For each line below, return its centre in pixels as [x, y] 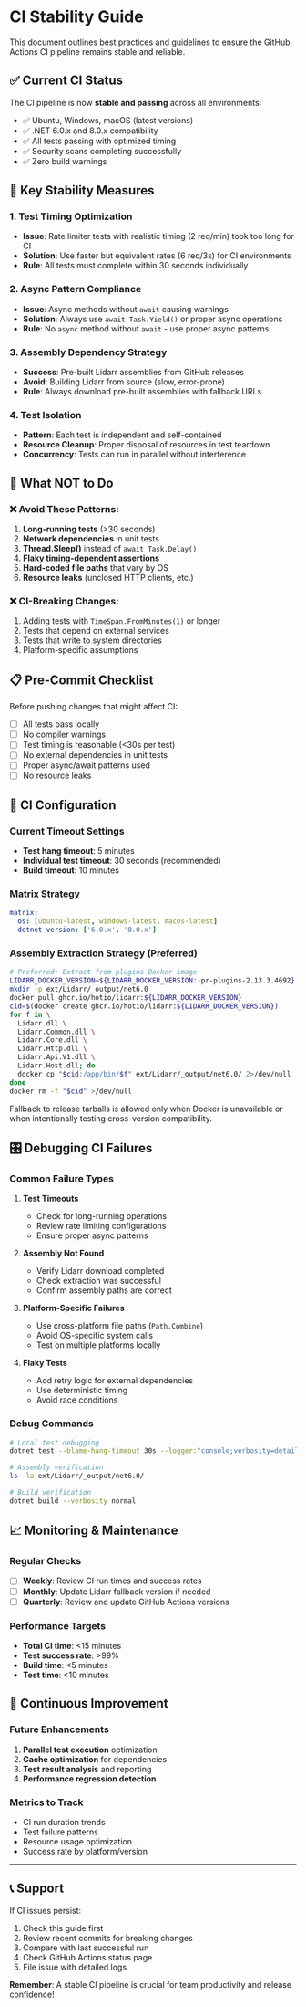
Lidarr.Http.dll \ [53, 1049]
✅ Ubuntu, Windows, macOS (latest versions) [108, 120]
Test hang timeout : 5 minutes [78, 851]
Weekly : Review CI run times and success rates [112, 1581]
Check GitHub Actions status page [87, 1957]
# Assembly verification [56, 1467]
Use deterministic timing [82, 1391]
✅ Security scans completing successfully [102, 151]
